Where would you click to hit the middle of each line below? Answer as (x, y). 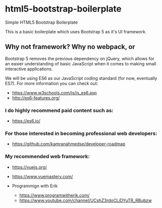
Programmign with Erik (35, 186)
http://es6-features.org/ (36, 98)
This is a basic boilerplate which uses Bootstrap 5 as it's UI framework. (76, 31)
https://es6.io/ (26, 121)
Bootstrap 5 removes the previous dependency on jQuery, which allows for (80, 59)
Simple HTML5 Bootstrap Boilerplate (41, 22)
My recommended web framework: (47, 157)
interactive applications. (29, 69)
